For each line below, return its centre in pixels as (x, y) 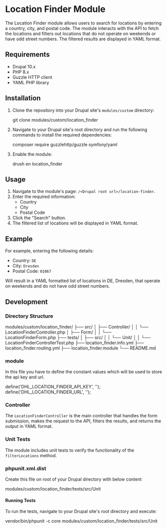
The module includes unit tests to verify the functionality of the (70, 450)
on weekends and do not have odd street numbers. (58, 286)
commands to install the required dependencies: (62, 135)
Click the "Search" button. (39, 218)
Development (27, 302)
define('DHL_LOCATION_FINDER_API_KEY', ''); (53, 387)
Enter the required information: (44, 197)
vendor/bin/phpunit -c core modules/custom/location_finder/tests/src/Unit (82, 521)
